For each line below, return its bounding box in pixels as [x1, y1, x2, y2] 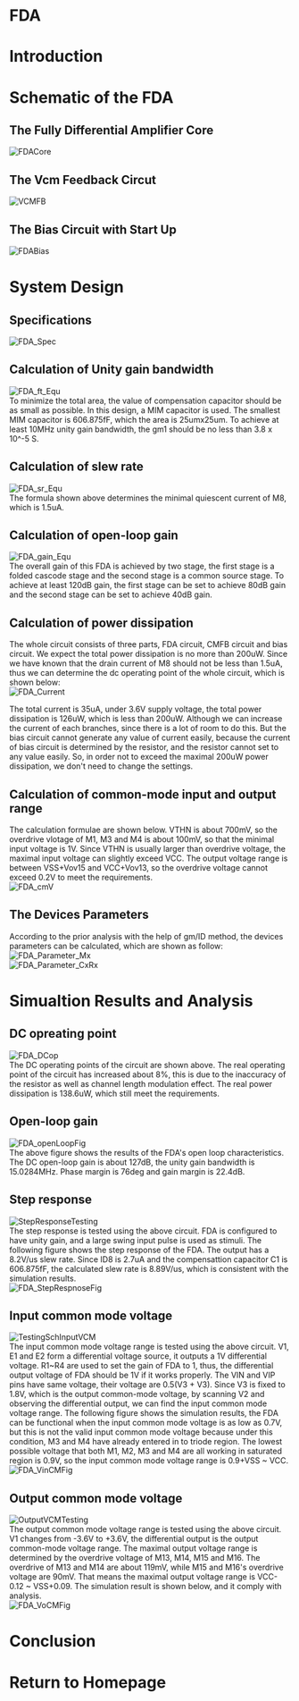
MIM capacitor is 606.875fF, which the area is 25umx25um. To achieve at [9, 414, 279, 425]
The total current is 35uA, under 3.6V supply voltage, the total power [9, 703, 262, 715]
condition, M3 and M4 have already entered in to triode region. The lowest [9, 1436, 283, 1447]
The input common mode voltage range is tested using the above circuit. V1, [9, 1342, 290, 1352]
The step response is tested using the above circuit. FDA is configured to [9, 1225, 278, 1236]
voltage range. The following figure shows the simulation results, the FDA [9, 1408, 279, 1419]
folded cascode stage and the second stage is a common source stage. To [9, 570, 284, 581]
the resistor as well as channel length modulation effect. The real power [9, 1078, 273, 1089]
